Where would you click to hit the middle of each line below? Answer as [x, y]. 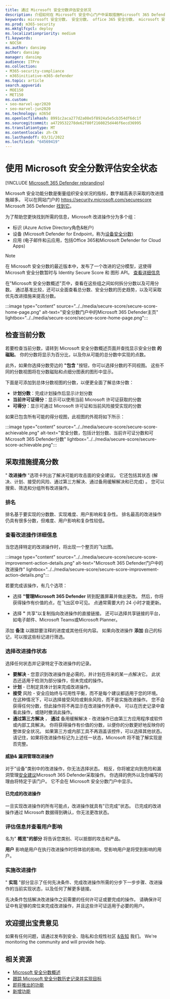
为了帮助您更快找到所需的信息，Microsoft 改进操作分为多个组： [71, 217]
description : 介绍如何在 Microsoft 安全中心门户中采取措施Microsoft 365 [77, 15]
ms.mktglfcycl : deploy [29, 29]
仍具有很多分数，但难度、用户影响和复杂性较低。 [56, 521]
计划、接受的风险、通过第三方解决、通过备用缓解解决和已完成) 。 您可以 [89, 482]
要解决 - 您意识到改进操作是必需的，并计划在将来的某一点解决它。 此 [84, 674]
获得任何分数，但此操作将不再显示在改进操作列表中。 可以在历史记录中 [86, 706]
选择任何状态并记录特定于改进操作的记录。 [50, 663]
